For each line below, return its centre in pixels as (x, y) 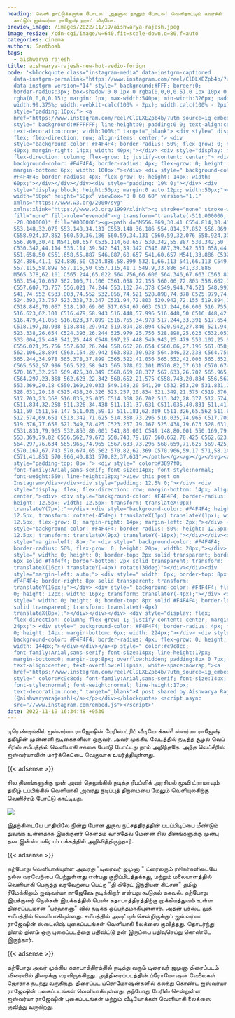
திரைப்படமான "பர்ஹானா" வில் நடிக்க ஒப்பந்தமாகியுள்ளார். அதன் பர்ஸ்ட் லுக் (109, 908)
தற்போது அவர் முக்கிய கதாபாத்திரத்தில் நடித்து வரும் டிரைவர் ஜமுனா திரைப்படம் (113, 968)
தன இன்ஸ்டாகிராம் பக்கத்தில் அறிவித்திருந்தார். (71, 841)
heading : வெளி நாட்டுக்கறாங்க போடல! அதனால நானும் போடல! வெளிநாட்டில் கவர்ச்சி (114, 14)
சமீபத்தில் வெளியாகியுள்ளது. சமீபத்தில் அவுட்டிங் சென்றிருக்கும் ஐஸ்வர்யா (104, 916)
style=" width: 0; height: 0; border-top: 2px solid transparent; (112, 555)
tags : (15, 53)
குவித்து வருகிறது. (30, 1007)
